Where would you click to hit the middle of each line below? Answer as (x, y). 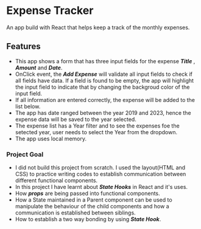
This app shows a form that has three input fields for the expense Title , (105, 61)
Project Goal (25, 154)
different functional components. (56, 180)
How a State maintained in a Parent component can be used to (93, 200)
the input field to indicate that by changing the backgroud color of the (102, 87)
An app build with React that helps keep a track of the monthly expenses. (98, 27)
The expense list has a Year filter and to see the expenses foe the (97, 126)
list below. (28, 106)
